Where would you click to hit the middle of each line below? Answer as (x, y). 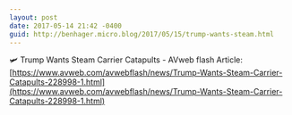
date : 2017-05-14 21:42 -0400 (66, 26)
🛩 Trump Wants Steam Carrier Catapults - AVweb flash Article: (126, 60)
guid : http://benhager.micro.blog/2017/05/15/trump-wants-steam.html (142, 34)
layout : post (34, 17)
